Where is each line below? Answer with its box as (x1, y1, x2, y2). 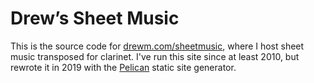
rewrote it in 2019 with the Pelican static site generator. (10, 61, 237, 73)
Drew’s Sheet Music (10, 7, 180, 30)
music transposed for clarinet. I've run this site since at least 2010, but (10, 50, 300, 62)
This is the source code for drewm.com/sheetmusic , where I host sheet (10, 40, 305, 52)
